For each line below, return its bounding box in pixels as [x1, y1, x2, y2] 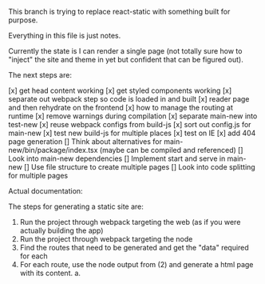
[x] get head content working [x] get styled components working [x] [8, 86, 232, 95]
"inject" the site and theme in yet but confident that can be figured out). [8, 55, 243, 64]
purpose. [8, 15, 38, 25]
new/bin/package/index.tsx [8, 146, 98, 154]
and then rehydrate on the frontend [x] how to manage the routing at [8, 103, 234, 112]
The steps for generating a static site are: [8, 202, 144, 211]
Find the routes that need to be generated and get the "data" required [19, 243, 249, 252]
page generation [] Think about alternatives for [8, 137, 162, 146]
